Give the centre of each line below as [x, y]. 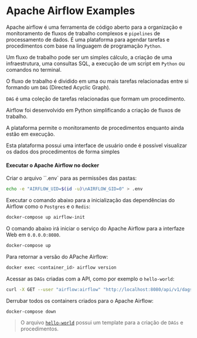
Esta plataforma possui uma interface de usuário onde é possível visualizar [97, 145]
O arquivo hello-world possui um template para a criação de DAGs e [102, 323]
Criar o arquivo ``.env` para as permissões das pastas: [72, 178]
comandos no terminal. [34, 69]
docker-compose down [31, 312]
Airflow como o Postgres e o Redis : [48, 206]
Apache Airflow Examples [71, 11]
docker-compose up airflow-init [45, 217]
